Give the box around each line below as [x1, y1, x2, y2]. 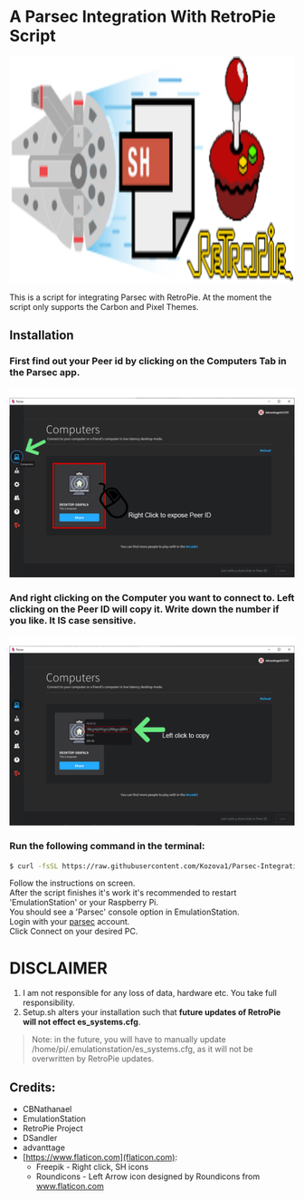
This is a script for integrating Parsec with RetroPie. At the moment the [9, 292, 272, 303]
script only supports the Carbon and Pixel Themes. [9, 301, 199, 312]
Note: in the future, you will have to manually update [31, 1034, 226, 1045]
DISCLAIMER [9, 958, 109, 978]
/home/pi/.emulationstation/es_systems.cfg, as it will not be [31, 1044, 253, 1055]
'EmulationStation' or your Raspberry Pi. [9, 897, 159, 908]
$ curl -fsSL [9, 861, 59, 871]
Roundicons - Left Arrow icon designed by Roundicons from [35, 1171, 261, 1182]
